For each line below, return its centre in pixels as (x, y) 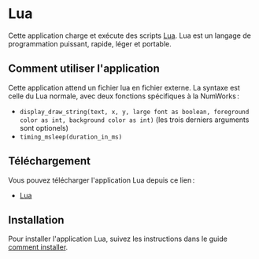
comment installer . (38, 247)
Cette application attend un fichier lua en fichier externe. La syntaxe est (124, 87)
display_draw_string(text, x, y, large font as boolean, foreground (134, 112)
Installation (36, 220)
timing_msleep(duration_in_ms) (71, 137)
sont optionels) (44, 128)
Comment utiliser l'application (84, 69)
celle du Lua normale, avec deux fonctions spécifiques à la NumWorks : (124, 96)
